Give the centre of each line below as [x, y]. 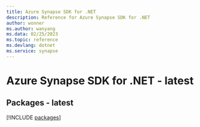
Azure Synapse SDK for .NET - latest [100, 80]
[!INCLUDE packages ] [34, 117]
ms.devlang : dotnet [31, 46]
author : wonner [25, 23]
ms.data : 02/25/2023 [32, 34]
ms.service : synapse [32, 51]
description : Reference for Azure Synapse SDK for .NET [78, 17]
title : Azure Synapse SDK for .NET [51, 12]
